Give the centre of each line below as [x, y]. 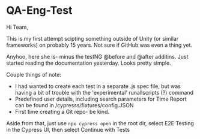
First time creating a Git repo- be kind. [62, 111]
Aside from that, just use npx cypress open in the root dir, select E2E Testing [100, 123]
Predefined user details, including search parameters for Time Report [101, 99]
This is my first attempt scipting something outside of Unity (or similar [92, 38]
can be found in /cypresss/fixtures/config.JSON [74, 105]
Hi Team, [17, 27]
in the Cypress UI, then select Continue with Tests [68, 129]
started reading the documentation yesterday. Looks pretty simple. [89, 63]
